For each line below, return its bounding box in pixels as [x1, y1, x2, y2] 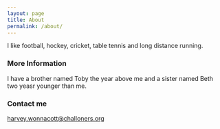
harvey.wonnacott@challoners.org [7, 114, 104, 122]
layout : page [7, 10, 45, 17]
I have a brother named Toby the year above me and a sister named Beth [7, 74, 214, 82]
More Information [7, 59, 67, 69]
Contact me [7, 99, 47, 108]
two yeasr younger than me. [7, 82, 87, 90]
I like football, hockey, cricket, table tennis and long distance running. [7, 42, 203, 50]
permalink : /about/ [7, 23, 63, 30]
